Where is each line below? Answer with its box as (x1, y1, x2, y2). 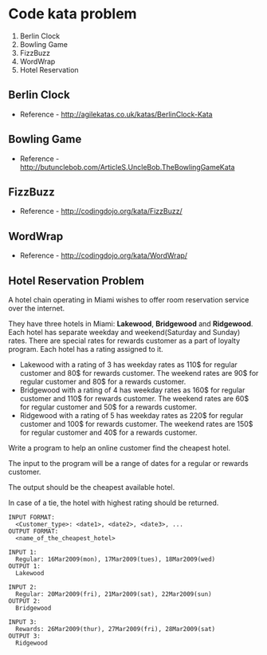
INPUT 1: (8, 548, 37, 556)
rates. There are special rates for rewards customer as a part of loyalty (8, 336, 241, 345)
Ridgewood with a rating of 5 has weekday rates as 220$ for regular (19, 411, 244, 420)
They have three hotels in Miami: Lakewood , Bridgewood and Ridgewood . (8, 319, 253, 328)
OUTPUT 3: (8, 632, 41, 640)
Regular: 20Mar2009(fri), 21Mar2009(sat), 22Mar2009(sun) (15, 590, 213, 598)
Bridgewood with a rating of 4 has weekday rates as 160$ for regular (19, 385, 245, 395)
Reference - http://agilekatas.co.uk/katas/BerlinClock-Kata (19, 109, 213, 119)
